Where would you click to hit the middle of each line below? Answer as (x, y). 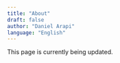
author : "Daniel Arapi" (41, 26)
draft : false (26, 20)
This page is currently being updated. (60, 52)
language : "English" (37, 33)
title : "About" (29, 13)
